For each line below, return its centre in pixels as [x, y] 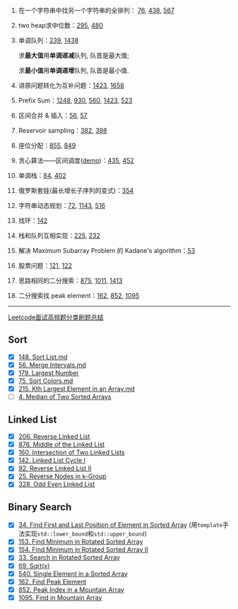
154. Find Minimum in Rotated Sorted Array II [83, 550]
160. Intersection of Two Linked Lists [71, 453]
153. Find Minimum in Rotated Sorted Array [81, 542]
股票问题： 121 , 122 [45, 266]
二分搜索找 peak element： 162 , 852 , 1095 [79, 296]
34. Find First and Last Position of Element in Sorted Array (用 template [120, 525]
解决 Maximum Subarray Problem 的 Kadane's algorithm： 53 [107, 250]
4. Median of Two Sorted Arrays [65, 397]
